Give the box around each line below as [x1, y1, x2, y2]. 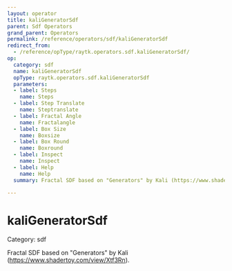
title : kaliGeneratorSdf [7, 17, 79, 23]
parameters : [13, 81, 48, 88]
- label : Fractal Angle [13, 112, 81, 119]
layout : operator [7, 10, 57, 17]
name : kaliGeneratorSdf [13, 68, 81, 74]
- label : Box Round [13, 139, 70, 145]
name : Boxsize [19, 132, 60, 139]
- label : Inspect [13, 151, 64, 159]
